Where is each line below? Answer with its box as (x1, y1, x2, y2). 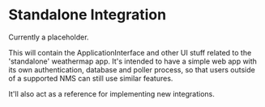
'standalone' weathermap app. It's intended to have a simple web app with (8, 56, 258, 66)
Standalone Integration (8, 6, 167, 24)
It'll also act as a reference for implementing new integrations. (8, 88, 215, 98)
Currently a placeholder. (8, 32, 89, 42)
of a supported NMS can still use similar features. (8, 73, 173, 83)
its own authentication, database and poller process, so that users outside (8, 64, 255, 74)
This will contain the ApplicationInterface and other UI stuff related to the (8, 47, 252, 57)
